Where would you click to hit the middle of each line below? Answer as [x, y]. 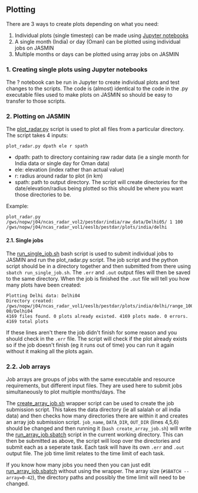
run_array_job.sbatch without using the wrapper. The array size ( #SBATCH [94, 471]
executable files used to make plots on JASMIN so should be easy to [89, 95]
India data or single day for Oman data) [62, 163]
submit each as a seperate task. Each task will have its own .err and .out [95, 447]
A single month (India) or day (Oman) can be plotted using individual [98, 41]
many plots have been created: [44, 285]
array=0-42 [19, 478]
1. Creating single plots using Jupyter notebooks [77, 69]
